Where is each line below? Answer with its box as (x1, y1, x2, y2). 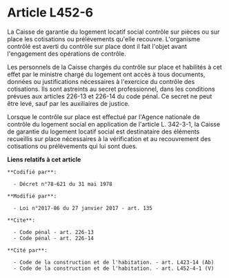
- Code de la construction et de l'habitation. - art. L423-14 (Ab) (13, 259, 215, 266)
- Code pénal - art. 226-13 (13, 228, 94, 235)
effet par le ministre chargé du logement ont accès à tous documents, (7, 70, 206, 78)
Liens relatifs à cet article (7, 155, 81, 163)
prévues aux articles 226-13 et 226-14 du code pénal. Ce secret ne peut (7, 92, 212, 100)
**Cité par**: (7, 246, 48, 254)
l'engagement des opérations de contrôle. (7, 50, 126, 58)
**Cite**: (7, 217, 36, 224)
